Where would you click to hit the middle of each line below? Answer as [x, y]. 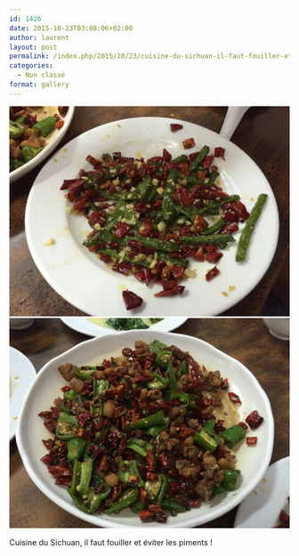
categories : [31, 66]
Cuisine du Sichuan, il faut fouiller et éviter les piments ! [111, 542]
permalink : [29, 56]
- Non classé [41, 76]
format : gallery [39, 85]
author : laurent [39, 37]
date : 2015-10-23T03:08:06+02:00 [71, 28]
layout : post [33, 47]
